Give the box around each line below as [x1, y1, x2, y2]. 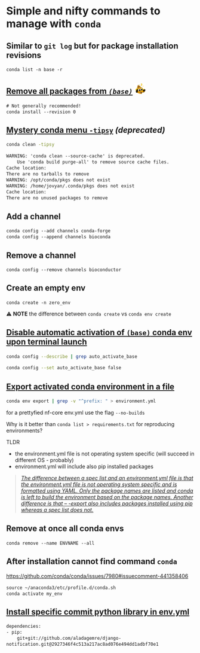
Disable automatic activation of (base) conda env [6, 327, 192, 338]
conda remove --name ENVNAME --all [6, 540, 95, 546]
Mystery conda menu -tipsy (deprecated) [6, 125, 165, 135]
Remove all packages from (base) [6, 86, 133, 96]
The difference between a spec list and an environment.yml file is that [20, 474, 193, 481]
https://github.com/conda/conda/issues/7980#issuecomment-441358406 [6, 572, 189, 579]
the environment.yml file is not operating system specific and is [20, 481, 177, 488]
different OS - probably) [14, 456, 74, 463]
